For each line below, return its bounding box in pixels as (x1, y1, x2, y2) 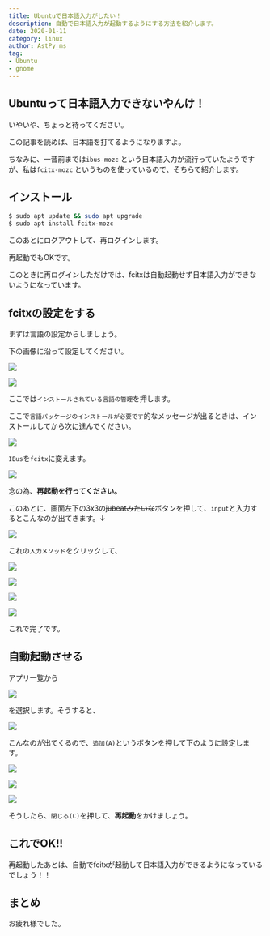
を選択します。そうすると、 (8, 705, 100, 715)
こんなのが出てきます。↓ (22, 513, 106, 523)
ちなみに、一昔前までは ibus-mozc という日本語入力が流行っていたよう (8, 154, 241, 164)
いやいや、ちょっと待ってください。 (8, 119, 129, 130)
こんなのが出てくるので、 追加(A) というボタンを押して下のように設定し (8, 737, 243, 747)
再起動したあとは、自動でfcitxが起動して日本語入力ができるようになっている (8, 860, 263, 870)
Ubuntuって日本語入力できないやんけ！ (8, 96, 206, 110)
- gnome (8, 65, 35, 73)
